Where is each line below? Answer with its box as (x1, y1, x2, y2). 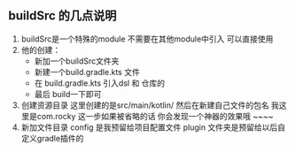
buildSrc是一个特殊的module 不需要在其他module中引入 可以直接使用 (20, 34, 274, 44)
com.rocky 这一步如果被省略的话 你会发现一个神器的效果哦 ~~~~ (36, 110, 274, 121)
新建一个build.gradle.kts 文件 (34, 66, 141, 77)
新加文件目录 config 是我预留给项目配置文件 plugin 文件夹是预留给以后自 (20, 122, 285, 133)
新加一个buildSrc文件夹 (34, 56, 120, 66)
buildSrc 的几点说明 (8, 8, 117, 24)
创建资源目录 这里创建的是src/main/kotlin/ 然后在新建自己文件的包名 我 (20, 100, 280, 110)
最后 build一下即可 (34, 88, 102, 99)
